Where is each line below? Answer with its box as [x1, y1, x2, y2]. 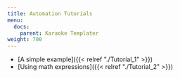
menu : [7, 17, 23, 24]
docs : [13, 23, 30, 30]
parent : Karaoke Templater [20, 29, 99, 37]
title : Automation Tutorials [7, 10, 93, 17]
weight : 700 [7, 36, 42, 43]
